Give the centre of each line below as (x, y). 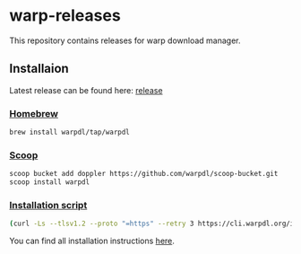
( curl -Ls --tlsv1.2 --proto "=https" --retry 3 (102, 224)
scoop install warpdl (50, 182)
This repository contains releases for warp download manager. (125, 40)
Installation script (48, 205)
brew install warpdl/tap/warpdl (69, 132)
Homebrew (34, 113)
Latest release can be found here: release (86, 90)
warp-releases (65, 16)
